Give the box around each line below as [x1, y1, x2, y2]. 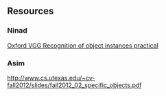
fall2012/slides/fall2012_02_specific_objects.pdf [7, 81, 142, 89]
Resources [7, 5, 54, 17]
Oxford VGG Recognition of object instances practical [7, 41, 159, 50]
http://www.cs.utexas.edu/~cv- [7, 74, 95, 82]
